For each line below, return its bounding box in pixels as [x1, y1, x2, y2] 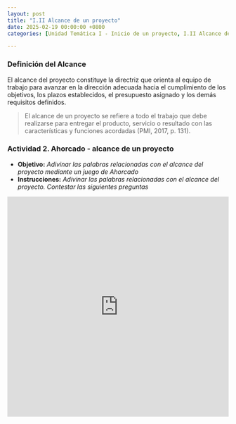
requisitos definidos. [7, 98, 67, 106]
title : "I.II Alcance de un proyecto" [7, 17, 121, 24]
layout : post [7, 10, 46, 18]
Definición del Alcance [7, 59, 86, 69]
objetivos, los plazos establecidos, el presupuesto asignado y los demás [7, 90, 216, 99]
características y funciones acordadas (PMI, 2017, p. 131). [24, 126, 191, 135]
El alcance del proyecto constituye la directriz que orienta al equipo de [7, 75, 211, 84]
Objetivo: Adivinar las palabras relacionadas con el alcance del [17, 160, 204, 168]
